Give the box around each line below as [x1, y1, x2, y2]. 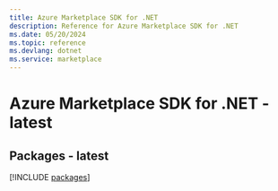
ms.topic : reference [9, 38, 87, 48]
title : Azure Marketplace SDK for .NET [9, 13, 159, 22]
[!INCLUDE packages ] [9, 172, 91, 182]
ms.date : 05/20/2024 [9, 30, 87, 39]
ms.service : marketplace [9, 55, 102, 64]
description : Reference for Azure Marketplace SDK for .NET [9, 22, 239, 30]
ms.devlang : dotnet [9, 47, 83, 56]
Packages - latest [9, 148, 109, 163]
